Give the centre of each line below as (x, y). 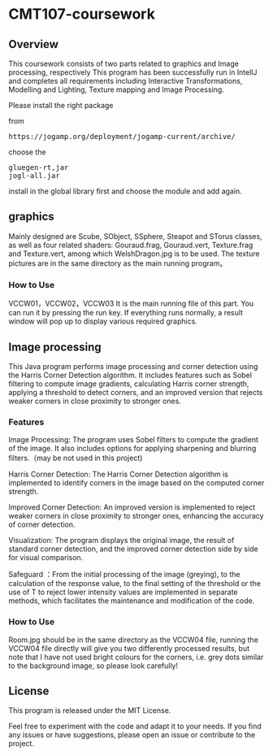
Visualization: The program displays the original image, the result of (121, 541)
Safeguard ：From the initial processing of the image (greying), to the (124, 575)
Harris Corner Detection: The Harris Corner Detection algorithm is (119, 474)
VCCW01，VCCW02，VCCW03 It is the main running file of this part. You (131, 304)
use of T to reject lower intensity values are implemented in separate (123, 592)
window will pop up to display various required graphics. (103, 321)
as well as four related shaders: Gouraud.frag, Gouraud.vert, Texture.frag (131, 245)
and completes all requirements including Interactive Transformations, (126, 81)
